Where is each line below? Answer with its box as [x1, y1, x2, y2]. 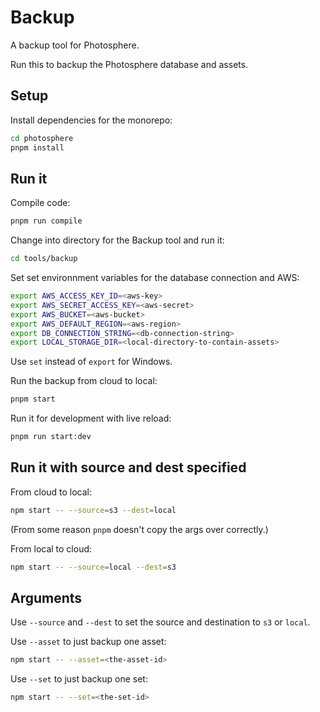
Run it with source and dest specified [10, 459, 247, 476]
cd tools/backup [10, 254, 78, 264]
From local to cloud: [10, 542, 93, 555]
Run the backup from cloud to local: [10, 375, 158, 387]
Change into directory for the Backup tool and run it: [10, 234, 225, 246]
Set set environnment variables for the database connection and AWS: [10, 272, 300, 284]
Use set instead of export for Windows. [10, 356, 173, 368]
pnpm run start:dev [10, 432, 92, 442]
